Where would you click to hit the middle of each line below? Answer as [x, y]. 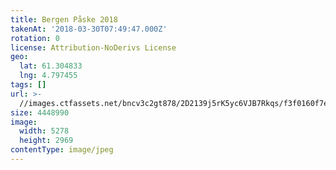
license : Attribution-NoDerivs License [93, 47]
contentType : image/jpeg [62, 150]
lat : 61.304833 [51, 66]
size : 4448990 [40, 112]
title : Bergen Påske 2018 [64, 19]
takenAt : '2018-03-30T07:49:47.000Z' [89, 29]
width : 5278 [44, 131]
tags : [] [28, 85]
